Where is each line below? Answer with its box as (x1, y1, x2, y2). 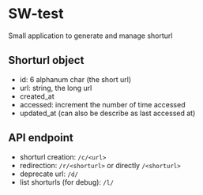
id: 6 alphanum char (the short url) (19, 74, 132, 84)
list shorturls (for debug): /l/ (19, 177, 115, 186)
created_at (19, 92, 55, 101)
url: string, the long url (19, 83, 92, 92)
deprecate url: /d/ (19, 169, 79, 178)
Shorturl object (8, 54, 85, 67)
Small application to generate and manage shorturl (8, 31, 173, 40)
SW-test (8, 5, 64, 23)
